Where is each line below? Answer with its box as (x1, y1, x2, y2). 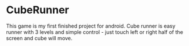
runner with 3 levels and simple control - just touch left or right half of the (6, 28, 184, 35)
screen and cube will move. (6, 34, 73, 41)
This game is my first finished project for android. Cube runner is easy (6, 22, 176, 29)
